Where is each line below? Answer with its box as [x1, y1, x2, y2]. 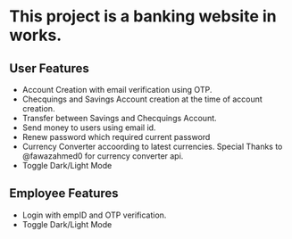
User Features [9, 61, 89, 76]
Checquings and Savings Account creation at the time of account [21, 94, 263, 104]
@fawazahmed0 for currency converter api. [21, 151, 184, 161]
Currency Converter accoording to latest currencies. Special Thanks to [21, 141, 283, 152]
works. [9, 25, 63, 45]
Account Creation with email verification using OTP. [21, 85, 213, 95]
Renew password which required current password [21, 132, 211, 142]
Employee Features [9, 185, 119, 202]
